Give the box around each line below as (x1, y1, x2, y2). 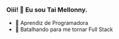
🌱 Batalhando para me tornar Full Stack (15, 26, 114, 33)
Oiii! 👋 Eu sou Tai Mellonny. (6, 5, 88, 14)
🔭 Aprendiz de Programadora (15, 19, 89, 27)
